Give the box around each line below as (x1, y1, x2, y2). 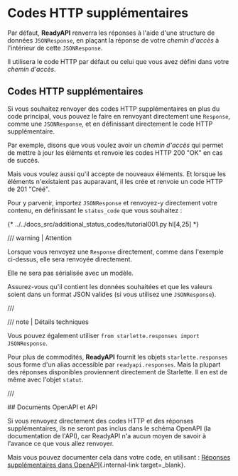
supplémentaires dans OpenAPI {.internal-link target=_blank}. (7, 460, 186, 469)
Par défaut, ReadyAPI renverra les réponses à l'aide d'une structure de (7, 28, 215, 37)
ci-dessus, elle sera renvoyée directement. (7, 254, 133, 264)
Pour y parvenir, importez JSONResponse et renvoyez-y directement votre (7, 198, 218, 207)
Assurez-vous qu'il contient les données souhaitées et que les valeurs (7, 282, 213, 291)
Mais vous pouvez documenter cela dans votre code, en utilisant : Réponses (7, 453, 231, 461)
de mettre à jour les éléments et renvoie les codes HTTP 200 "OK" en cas (7, 148, 223, 157)
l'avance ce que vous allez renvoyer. (7, 439, 114, 448)
